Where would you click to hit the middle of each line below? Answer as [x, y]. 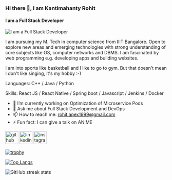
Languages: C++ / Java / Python [40, 84]
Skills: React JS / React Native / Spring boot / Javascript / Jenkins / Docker [85, 93]
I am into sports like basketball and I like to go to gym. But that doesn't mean [86, 68]
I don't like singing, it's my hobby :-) [43, 73]
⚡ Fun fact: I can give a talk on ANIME [53, 122]
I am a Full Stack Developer [35, 21]
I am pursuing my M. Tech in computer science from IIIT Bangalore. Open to [85, 42]
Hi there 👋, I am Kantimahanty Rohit [51, 8]
